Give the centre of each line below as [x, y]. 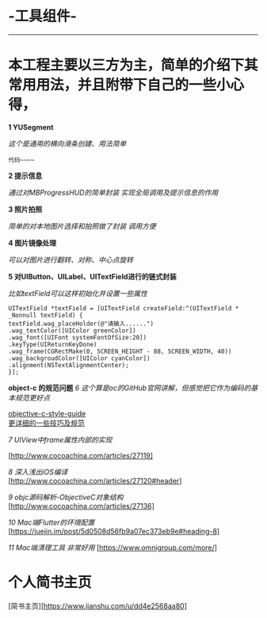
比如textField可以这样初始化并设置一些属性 [78, 293]
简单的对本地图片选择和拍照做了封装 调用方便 [82, 226]
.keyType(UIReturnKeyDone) [53, 344]
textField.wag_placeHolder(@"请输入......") [81, 324]
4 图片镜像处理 [32, 243]
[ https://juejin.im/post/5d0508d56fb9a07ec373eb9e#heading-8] [114, 531]
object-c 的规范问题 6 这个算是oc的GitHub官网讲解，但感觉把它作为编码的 [130, 388]
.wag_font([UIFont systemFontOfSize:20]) [78, 337]
